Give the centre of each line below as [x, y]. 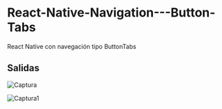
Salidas [23, 68]
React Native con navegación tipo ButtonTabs [72, 46]
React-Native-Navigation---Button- [111, 13]
